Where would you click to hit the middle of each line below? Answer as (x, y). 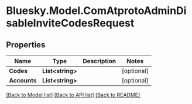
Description (99, 61)
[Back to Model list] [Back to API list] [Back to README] (73, 95)
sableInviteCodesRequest (70, 23)
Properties (26, 45)
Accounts (23, 80)
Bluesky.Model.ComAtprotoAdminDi (96, 11)
